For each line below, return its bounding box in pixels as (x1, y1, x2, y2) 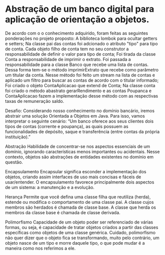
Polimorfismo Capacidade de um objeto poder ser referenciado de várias (5, 219, 154, 225)
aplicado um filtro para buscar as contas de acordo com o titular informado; (5, 77, 159, 83)
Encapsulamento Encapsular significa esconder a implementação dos (5, 168, 147, 174)
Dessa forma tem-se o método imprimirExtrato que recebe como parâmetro (5, 66, 159, 72)
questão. (5, 159, 23, 165)
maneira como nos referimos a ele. (5, 245, 76, 251)
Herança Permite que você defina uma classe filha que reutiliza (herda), (5, 193, 151, 200)
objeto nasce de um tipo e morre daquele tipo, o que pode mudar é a (5, 240, 145, 246)
